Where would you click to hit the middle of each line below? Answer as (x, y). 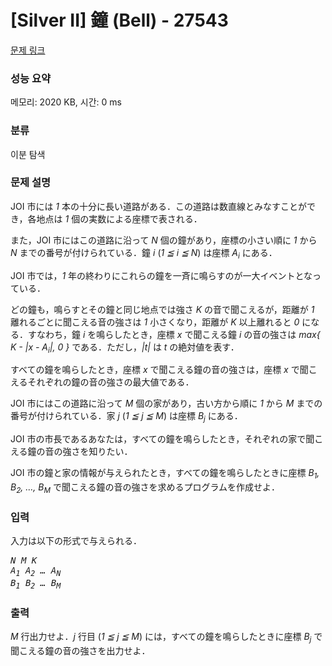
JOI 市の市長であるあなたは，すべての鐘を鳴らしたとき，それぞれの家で (158, 439)
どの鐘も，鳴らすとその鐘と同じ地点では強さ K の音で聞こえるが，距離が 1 (162, 309)
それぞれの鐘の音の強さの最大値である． (111, 382)
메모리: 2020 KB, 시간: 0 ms (66, 102)
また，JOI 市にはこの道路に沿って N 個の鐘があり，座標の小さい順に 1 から (164, 240)
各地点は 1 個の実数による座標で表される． (115, 218)
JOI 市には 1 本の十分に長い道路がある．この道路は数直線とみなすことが (158, 206)
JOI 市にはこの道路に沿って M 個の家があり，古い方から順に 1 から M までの (166, 403)
